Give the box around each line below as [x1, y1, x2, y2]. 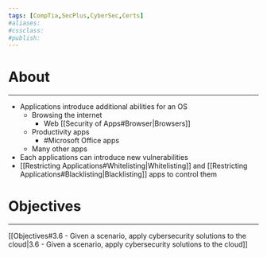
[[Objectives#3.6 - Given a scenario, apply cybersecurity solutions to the [8, 232, 246, 241]
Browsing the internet [31, 111, 103, 120]
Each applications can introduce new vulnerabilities [19, 153, 188, 162]
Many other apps [31, 144, 87, 154]
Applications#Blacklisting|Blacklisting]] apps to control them [19, 169, 217, 179]
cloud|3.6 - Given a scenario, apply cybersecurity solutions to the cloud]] [8, 239, 248, 249]
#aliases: [8, 19, 41, 27]
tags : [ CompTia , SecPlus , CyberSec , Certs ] [8, 11, 145, 20]
